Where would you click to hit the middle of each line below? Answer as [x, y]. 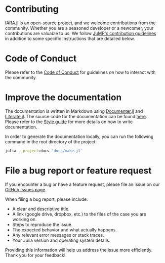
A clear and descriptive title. [41, 209]
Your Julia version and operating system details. [61, 240]
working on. [24, 219]
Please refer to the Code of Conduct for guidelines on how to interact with [80, 72]
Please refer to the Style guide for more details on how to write [69, 122]
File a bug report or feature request [79, 170]
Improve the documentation [63, 98]
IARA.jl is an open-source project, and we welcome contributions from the [80, 23]
